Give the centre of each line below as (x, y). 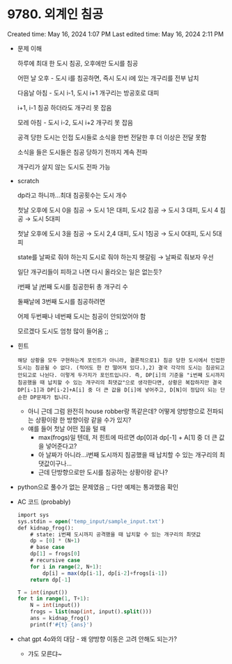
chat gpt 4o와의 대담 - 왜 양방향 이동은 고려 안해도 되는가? (97, 639)
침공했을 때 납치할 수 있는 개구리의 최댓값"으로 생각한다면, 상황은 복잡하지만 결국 (119, 383)
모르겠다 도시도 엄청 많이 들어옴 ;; (63, 331)
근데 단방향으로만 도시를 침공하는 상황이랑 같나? (103, 472)
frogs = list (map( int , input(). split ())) (91, 612)
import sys (33, 515)
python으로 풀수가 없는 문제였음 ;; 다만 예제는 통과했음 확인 (98, 487)
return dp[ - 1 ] (51, 580)
